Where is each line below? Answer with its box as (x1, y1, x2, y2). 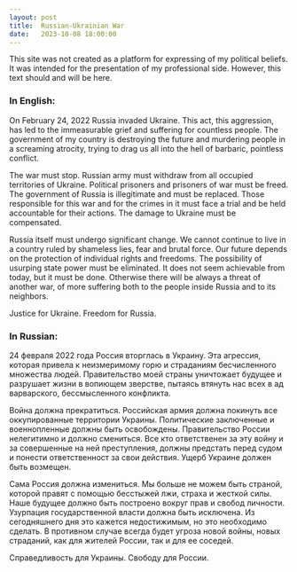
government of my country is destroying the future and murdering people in (9, 134, 286, 145)
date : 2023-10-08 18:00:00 (9, 29, 117, 38)
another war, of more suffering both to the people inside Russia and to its (9, 281, 277, 292)
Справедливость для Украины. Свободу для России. (9, 552, 209, 563)
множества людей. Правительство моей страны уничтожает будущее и (9, 369, 282, 380)
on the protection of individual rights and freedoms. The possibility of (9, 253, 262, 263)
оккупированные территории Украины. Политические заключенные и (9, 414, 275, 425)
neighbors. (9, 290, 49, 302)
